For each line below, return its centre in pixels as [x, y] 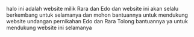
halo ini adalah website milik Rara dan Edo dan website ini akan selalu [92, 9]
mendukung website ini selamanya [49, 27]
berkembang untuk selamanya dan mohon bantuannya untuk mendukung [97, 15]
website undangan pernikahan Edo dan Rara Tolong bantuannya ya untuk [97, 21]
